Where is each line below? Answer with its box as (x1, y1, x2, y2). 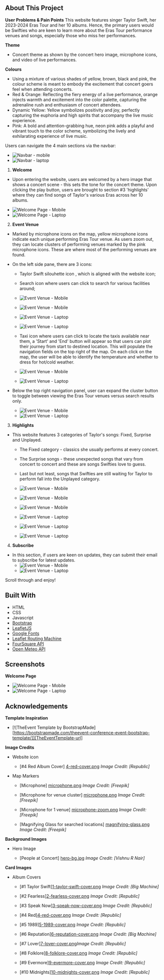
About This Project (5, 4, 64, 12)
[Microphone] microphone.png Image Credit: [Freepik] (19, 782, 129, 789)
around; (19, 285, 36, 291)
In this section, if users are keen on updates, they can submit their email (12, 552, 158, 558)
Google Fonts (12, 630, 40, 636)
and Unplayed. (12, 437, 42, 443)
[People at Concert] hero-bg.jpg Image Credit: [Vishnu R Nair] (19, 855, 145, 861)
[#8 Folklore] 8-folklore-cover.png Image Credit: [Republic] (19, 950, 138, 956)
